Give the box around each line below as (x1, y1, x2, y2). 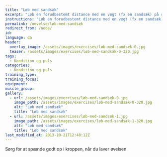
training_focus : (5, 77, 39, 82)
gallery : (5, 91, 23, 96)
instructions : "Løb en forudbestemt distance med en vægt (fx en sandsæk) (5, 16, 164, 21)
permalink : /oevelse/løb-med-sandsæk (5, 21, 83, 26)
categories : (5, 63, 30, 68)
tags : (5, 53, 16, 59)
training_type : (5, 72, 37, 77)
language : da (5, 35, 32, 40)
